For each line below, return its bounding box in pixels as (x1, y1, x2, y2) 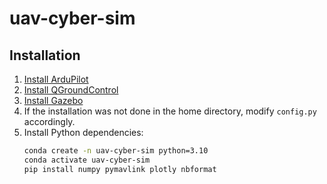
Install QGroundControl (23, 84, 119, 96)
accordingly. (23, 116, 76, 127)
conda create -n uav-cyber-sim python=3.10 (23, 146, 209, 156)
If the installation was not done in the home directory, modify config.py (23, 105, 317, 117)
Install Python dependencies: (23, 127, 144, 138)
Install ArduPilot (23, 73, 89, 85)
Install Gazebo (23, 95, 84, 106)
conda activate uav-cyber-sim (23, 155, 151, 165)
